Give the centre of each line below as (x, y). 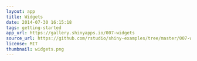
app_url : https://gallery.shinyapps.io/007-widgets (70, 33)
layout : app (21, 11)
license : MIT (22, 44)
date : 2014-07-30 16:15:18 (39, 22)
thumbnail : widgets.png (35, 49)
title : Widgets (25, 17)
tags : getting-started (34, 28)
